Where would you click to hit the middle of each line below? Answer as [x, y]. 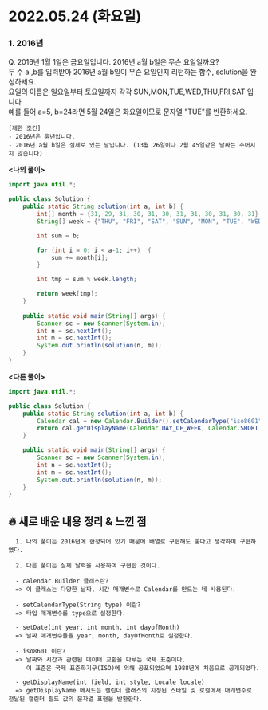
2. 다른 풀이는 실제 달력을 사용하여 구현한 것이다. [88, 566]
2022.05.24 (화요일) [75, 16]
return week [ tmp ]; [67, 294]
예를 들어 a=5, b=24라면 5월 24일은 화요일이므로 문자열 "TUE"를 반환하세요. [128, 112]
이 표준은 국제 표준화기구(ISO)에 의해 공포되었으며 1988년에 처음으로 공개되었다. [143, 669]
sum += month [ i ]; [80, 257]
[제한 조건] [25, 128]
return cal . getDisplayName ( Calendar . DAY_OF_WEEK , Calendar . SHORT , [150, 428]
